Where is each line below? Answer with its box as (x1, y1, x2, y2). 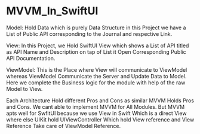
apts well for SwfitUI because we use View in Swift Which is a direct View (6, 109, 187, 117)
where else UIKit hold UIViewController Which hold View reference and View (6, 115, 195, 123)
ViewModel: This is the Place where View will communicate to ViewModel (6, 66, 187, 73)
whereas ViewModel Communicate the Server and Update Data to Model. (6, 72, 187, 80)
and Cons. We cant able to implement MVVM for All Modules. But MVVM (6, 103, 185, 110)
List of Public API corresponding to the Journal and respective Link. (6, 30, 173, 37)
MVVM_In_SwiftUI (6, 4, 99, 18)
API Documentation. (6, 54, 56, 62)
